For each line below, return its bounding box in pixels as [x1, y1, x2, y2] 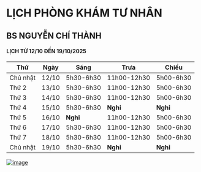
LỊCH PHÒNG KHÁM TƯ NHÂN [6, 6, 162, 20]
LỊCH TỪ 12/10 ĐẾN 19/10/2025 [6, 48, 87, 55]
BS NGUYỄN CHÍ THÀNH [6, 31, 102, 41]
